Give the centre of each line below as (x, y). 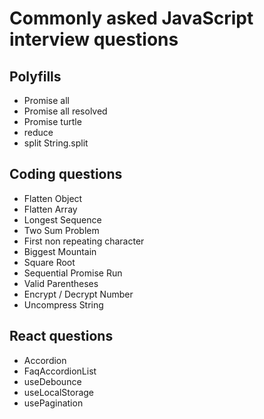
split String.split (56, 143)
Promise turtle (52, 121)
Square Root (49, 262)
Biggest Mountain (60, 251)
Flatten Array (50, 209)
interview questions (94, 39)
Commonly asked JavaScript (131, 18)
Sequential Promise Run (73, 273)
